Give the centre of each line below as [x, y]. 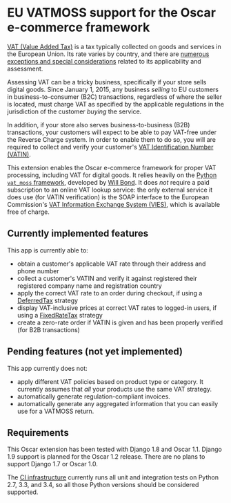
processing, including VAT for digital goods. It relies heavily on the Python [112, 175]
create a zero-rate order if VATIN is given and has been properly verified [120, 322]
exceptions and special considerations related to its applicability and [104, 61]
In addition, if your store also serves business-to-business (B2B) [99, 125]
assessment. [25, 68]
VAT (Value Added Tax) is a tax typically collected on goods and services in [114, 46]
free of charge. [28, 212]
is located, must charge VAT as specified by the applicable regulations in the [115, 104]
